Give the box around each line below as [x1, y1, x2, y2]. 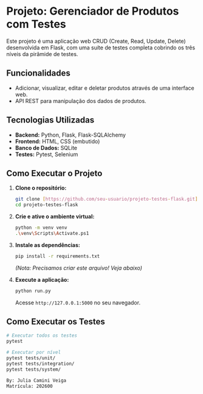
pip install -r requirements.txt [15, 253, 100, 259]
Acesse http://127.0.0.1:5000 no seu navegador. [15, 299, 141, 306]
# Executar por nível [6, 349, 61, 356]
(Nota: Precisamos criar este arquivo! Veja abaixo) [15, 264, 143, 271]
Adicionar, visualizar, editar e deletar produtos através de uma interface [15, 84, 194, 91]
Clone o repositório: [15, 184, 67, 192]
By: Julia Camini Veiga [6, 377, 67, 384]
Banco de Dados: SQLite [15, 144, 78, 151]
